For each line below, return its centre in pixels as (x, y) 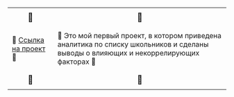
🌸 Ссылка (28, 40)
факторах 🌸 (77, 62)
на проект (29, 48)
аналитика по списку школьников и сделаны (133, 44)
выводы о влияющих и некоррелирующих (128, 53)
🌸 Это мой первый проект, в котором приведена (140, 36)
